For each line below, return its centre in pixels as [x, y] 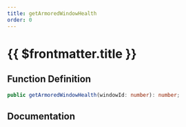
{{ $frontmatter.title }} [72, 54]
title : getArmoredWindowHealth [52, 13]
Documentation [41, 116]
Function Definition [49, 79]
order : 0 [20, 20]
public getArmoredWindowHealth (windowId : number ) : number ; [94, 95]
